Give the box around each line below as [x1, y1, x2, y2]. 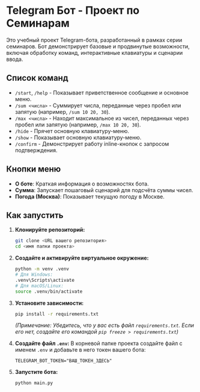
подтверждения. [14, 146, 58, 154]
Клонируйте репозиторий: [14, 226, 85, 234]
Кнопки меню [6, 164, 61, 175]
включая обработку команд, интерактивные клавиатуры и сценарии [6, 49, 183, 56]
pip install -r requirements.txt [14, 311, 99, 317]
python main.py [14, 380, 53, 386]
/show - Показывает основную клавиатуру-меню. [14, 134, 142, 141]
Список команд [6, 73, 68, 83]
